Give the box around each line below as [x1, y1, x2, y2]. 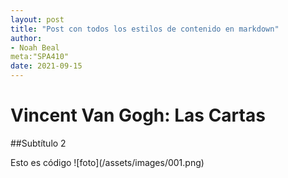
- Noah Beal [10, 42, 60, 53]
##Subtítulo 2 [10, 137, 67, 149]
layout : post [10, 14, 65, 25]
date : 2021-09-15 [10, 61, 83, 71]
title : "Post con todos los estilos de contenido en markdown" [10, 24, 280, 34]
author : [10, 33, 43, 43]
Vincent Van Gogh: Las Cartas [10, 104, 266, 127]
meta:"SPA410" [10, 52, 70, 62]
